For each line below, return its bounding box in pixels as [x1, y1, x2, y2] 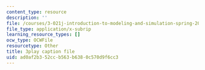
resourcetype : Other [6, 43, 59, 49]
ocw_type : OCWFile [6, 37, 53, 43]
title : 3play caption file [6, 49, 75, 55]
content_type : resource [6, 9, 67, 15]
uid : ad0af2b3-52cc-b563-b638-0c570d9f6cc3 [6, 54, 119, 60]
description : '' [6, 15, 48, 21]
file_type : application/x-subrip [6, 26, 92, 32]
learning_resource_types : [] [6, 32, 81, 38]
